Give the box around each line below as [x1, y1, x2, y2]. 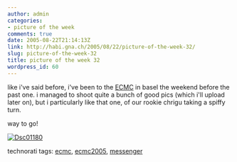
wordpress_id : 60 [7, 63, 59, 70]
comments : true [7, 30, 53, 38]
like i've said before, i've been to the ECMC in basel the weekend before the [7, 82, 230, 91]
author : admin [7, 10, 50, 18]
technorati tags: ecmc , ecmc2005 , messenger [7, 146, 143, 155]
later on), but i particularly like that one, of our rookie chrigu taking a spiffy [7, 97, 226, 107]
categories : [7, 17, 43, 24]
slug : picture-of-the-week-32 [7, 50, 98, 58]
